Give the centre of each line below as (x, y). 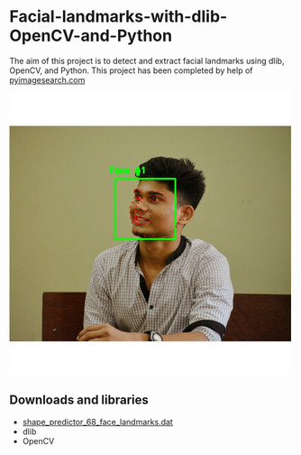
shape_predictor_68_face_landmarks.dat (97, 422)
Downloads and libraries (79, 400)
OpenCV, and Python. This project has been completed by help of (131, 70)
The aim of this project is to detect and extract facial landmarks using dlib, (147, 60)
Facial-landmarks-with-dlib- (119, 17)
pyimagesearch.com (47, 79)
